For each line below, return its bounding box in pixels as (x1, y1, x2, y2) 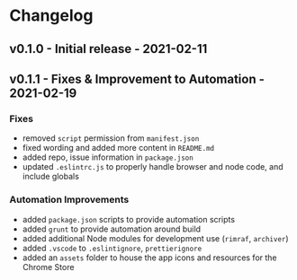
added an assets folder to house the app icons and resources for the (22, 252, 277, 263)
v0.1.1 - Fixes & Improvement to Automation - (9, 71, 265, 86)
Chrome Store (22, 261, 75, 272)
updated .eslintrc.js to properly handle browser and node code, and (22, 162, 283, 172)
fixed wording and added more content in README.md (22, 143, 214, 153)
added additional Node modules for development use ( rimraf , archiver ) (22, 232, 290, 243)
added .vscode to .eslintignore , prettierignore (22, 242, 202, 253)
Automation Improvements (9, 194, 130, 206)
